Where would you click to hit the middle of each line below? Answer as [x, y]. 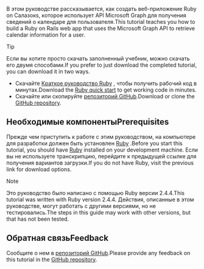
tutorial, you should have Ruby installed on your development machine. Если [102, 150]
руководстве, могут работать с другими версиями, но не [81, 206]
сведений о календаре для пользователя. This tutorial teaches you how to [101, 22]
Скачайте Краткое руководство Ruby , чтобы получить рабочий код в [106, 83]
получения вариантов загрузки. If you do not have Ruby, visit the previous [100, 163]
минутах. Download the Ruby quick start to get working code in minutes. [106, 90]
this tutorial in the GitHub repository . [52, 259]
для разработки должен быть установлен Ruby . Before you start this [94, 143]
